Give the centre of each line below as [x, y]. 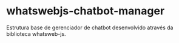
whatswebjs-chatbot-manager [86, 11]
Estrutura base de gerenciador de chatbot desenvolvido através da [90, 27]
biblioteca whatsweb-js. [36, 33]
